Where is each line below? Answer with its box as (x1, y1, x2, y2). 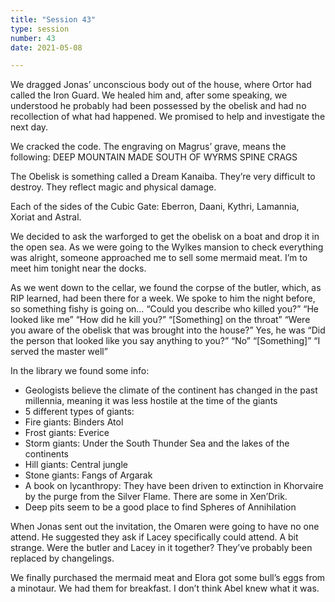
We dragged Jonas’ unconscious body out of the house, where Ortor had (10, 79, 312, 91)
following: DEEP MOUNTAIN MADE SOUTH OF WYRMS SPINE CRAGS (10, 151, 298, 163)
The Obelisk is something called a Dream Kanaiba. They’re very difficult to (10, 171, 316, 183)
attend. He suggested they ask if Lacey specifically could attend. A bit (10, 531, 299, 543)
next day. (10, 121, 49, 133)
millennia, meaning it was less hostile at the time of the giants (24, 395, 278, 407)
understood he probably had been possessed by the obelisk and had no (10, 100, 307, 112)
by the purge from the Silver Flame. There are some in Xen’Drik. (24, 491, 288, 503)
